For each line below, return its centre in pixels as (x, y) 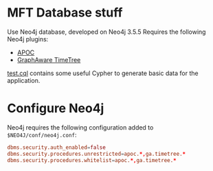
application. (24, 80)
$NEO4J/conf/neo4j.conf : (42, 134)
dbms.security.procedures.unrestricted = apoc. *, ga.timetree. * (97, 154)
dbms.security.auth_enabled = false (57, 147)
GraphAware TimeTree (49, 59)
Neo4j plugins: (28, 39)
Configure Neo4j (56, 109)
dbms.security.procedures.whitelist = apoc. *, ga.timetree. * (92, 160)
